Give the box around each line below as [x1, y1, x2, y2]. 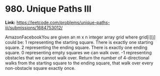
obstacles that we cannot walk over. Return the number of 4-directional [5, 55, 150, 60]
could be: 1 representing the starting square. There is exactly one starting [5, 39, 154, 45]
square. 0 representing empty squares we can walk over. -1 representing [5, 50, 152, 56]
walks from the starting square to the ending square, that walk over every [5, 60, 154, 66]
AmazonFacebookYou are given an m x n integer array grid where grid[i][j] [5, 34, 156, 40]
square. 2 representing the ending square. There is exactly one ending [5, 44, 148, 50]
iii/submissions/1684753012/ [5, 24, 63, 30]
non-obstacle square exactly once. [5, 65, 76, 71]
